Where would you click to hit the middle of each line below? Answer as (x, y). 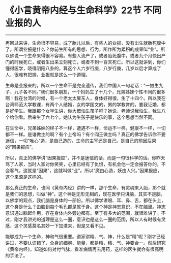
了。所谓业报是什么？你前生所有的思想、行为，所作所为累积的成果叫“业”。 (83, 49)
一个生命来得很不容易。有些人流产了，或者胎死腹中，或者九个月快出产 (92, 55)
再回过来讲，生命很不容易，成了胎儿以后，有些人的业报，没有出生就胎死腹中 (85, 43)
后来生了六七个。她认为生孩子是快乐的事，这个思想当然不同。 (92, 117)
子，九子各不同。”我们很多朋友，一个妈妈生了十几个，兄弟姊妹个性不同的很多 (85, 91)
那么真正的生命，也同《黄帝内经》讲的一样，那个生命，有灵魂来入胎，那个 (83, 187)
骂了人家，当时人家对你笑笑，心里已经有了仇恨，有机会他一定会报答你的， (83, 164)
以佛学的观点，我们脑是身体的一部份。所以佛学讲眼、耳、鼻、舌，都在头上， (85, 200)
